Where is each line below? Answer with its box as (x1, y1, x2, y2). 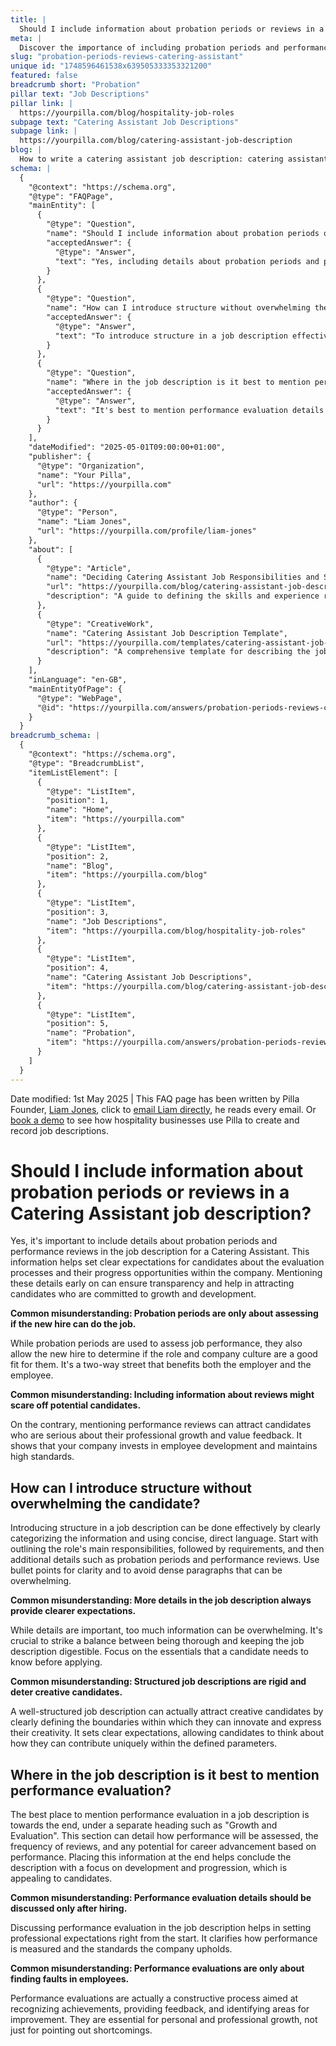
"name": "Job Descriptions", (46, 916, 168, 926)
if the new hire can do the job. (10, 1318, 137, 1330)
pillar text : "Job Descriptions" (10, 89, 150, 99)
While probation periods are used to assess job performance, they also (10, 1337, 303, 1350)
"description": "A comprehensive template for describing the (46, 647, 311, 657)
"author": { (28, 498, 78, 508)
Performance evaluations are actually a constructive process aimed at (10, 1992, 299, 2005)
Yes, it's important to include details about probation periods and (10, 1235, 278, 1247)
